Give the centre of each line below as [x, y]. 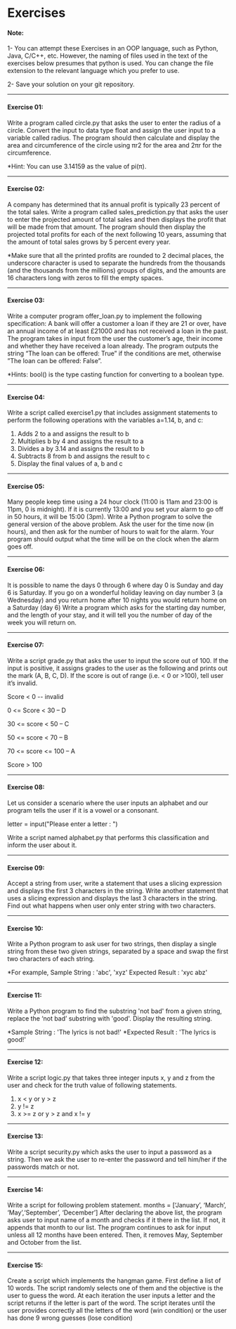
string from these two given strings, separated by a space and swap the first [118, 951]
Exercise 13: [25, 1137]
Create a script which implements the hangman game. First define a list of [114, 1281]
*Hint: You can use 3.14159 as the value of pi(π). [77, 166]
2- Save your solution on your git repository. [71, 84]
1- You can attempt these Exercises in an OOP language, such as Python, [113, 48]
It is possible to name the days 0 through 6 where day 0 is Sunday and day [115, 585]
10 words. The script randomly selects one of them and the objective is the [115, 1288]
